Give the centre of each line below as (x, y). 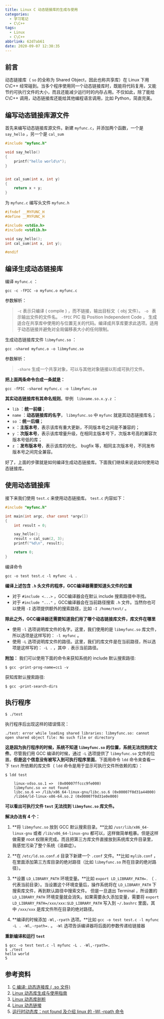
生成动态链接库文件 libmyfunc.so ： (41, 340)
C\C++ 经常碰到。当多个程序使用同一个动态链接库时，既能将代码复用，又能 (81, 86)
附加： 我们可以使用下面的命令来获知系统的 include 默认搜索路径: (70, 658)
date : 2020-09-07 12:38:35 (32, 46)
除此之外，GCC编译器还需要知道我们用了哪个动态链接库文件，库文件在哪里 (81, 619)
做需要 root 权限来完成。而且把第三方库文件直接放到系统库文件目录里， (84, 839)
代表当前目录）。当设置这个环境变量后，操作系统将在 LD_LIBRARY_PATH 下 (84, 884)
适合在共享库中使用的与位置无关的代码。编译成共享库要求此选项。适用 (88, 323)
